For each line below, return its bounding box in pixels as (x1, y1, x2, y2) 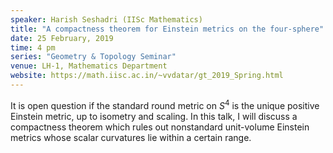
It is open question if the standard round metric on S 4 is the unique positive (10, 97, 320, 111)
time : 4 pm (10, 42, 56, 53)
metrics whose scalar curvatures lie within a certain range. (10, 131, 252, 143)
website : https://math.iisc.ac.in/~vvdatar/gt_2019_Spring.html (10, 71, 284, 81)
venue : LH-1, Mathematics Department (10, 61, 168, 71)
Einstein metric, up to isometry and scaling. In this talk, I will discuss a (10, 110, 298, 122)
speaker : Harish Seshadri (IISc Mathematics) (10, 14, 203, 25)
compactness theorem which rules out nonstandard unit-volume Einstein (10, 121, 310, 133)
